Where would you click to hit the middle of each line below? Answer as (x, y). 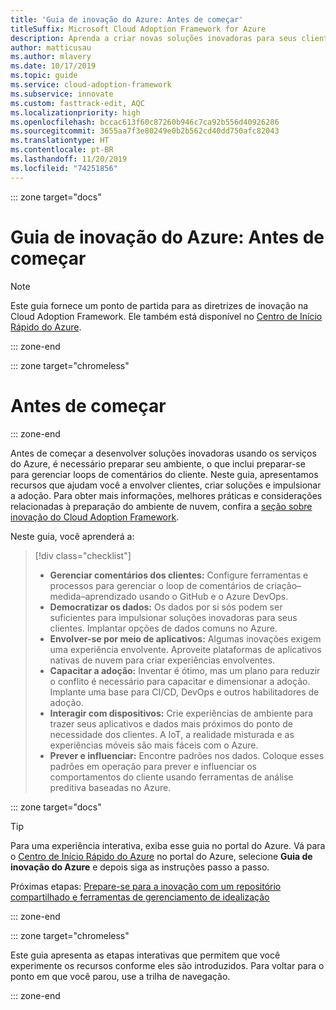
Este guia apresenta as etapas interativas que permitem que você (145, 955)
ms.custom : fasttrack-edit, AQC (77, 103)
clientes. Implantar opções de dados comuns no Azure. (163, 628)
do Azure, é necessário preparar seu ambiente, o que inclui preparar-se (158, 463)
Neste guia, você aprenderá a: (72, 536)
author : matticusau (51, 47)
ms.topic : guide (44, 76)
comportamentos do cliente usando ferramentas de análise (171, 777)
